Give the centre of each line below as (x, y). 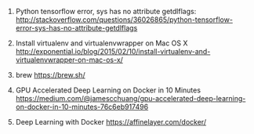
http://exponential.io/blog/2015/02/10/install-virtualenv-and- (113, 51)
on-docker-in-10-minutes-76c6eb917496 (82, 107)
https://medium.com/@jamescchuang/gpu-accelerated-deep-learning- (131, 98)
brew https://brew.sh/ (50, 75)
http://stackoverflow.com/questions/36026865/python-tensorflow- (124, 20)
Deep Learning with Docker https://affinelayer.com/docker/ (111, 122)
